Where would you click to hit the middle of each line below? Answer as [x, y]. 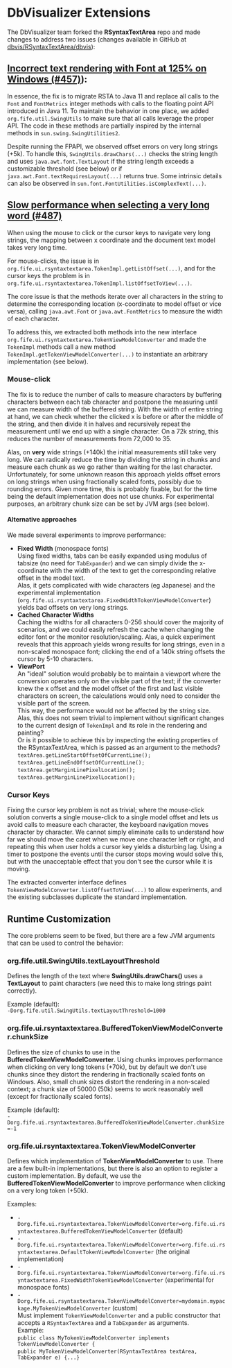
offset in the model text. [51, 578]
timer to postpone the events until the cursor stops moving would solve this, [115, 854]
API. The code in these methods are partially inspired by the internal [104, 126]
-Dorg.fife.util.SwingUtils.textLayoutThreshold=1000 [87, 1011]
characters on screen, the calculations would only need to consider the [118, 696]
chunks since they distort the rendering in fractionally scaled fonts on [106, 1074]
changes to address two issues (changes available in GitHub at [97, 39]
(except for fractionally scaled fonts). [60, 1096]
